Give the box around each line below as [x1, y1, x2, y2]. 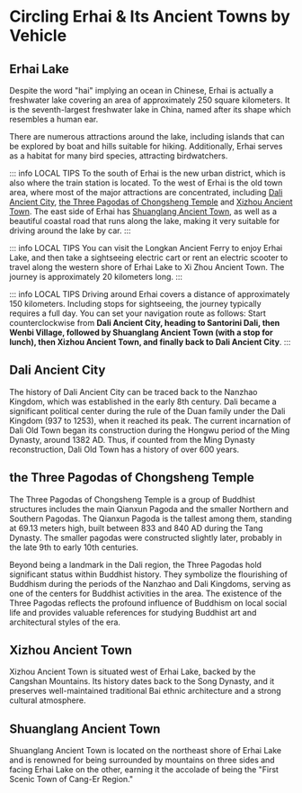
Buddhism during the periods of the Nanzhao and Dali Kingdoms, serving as [9, 578, 291, 589]
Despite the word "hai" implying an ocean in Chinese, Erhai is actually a [9, 86, 274, 95]
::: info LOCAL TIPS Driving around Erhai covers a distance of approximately [9, 289, 290, 299]
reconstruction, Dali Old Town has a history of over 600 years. [9, 444, 240, 455]
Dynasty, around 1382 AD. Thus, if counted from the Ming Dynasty [9, 434, 255, 445]
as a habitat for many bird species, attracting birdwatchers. [9, 150, 228, 161]
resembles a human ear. [9, 114, 99, 124]
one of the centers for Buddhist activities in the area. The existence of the [9, 588, 282, 599]
